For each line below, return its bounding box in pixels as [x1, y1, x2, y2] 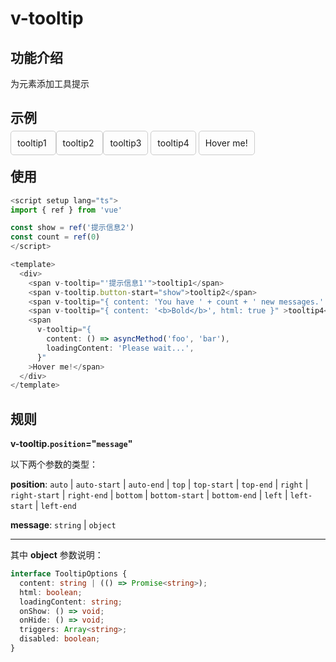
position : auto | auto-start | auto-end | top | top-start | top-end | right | [10, 478, 309, 491]
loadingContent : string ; [19, 597, 123, 607]
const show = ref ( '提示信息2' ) [10, 223, 135, 233]
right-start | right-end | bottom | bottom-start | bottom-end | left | [10, 489, 288, 501]
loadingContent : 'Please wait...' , [46, 343, 195, 353]
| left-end [34, 500, 77, 512]
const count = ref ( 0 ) [10, 232, 101, 242]
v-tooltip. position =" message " [10, 438, 133, 450]
